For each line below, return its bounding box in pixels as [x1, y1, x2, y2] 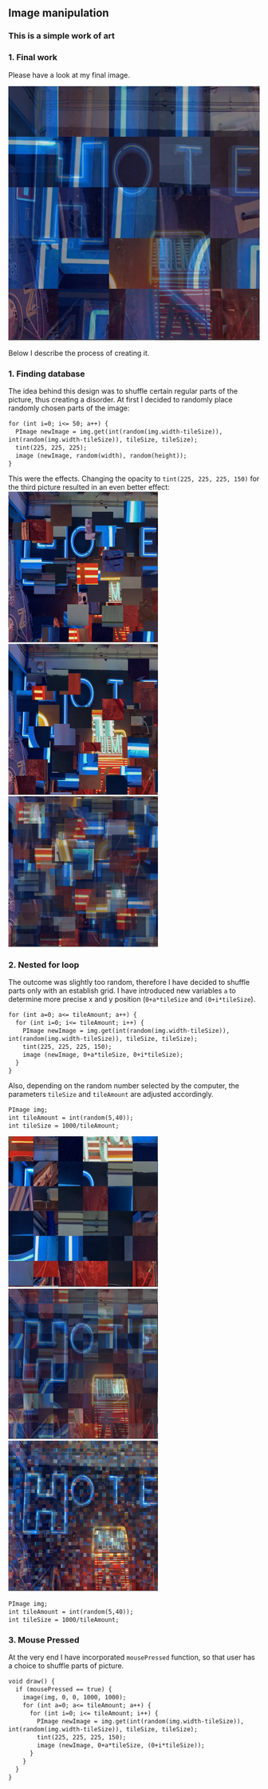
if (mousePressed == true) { [15, 1686, 112, 1694]
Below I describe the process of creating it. [8, 348, 150, 358]
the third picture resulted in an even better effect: [8, 482, 170, 491]
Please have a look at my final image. [8, 70, 130, 79]
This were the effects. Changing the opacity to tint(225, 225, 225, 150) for [8, 474, 260, 483]
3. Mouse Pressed [8, 1634, 80, 1645]
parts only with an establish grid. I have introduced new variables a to [8, 986, 237, 995]
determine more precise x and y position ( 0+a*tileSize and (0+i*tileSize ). [8, 995, 256, 1004]
